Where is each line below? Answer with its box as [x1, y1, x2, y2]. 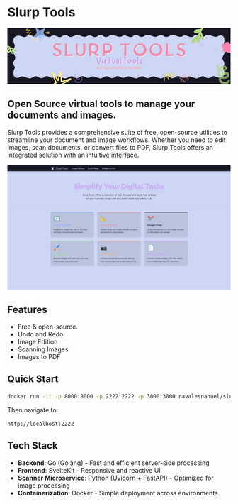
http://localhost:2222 [7, 420, 74, 427]
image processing [17, 481, 71, 490]
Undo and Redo [17, 330, 64, 339]
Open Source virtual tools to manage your [7, 98, 195, 110]
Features [7, 303, 47, 316]
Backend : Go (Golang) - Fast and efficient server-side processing [17, 459, 210, 467]
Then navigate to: [7, 405, 59, 414]
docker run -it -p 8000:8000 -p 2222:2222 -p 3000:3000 [7, 393, 176, 400]
